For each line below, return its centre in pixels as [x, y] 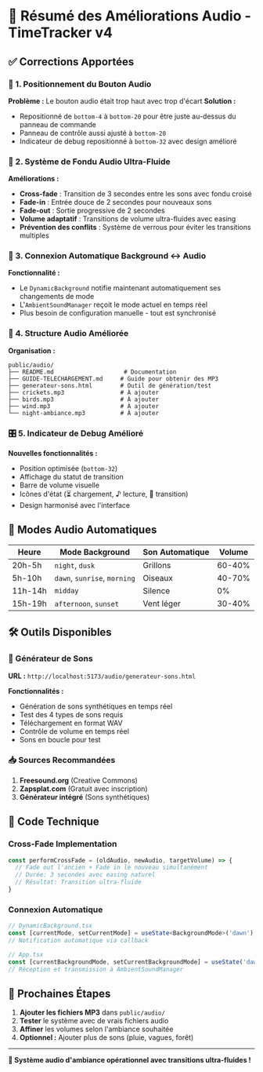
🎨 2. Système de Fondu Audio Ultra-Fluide [89, 162]
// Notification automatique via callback [78, 940]
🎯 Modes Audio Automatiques [83, 530]
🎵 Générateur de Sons [50, 658]
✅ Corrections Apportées [71, 62]
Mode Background [95, 552]
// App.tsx [26, 954]
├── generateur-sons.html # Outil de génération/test [110, 385]
